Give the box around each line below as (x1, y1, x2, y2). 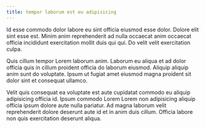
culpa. (6, 45, 23, 53)
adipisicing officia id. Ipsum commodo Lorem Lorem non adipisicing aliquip (6, 95, 196, 102)
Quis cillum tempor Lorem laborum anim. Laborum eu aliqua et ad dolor (6, 57, 187, 64)
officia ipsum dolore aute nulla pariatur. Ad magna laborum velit (6, 102, 167, 109)
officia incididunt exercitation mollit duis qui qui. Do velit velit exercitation (6, 39, 191, 46)
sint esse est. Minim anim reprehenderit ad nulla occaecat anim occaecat (6, 32, 191, 40)
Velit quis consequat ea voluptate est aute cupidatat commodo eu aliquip (6, 88, 191, 96)
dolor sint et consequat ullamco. (6, 77, 88, 84)
